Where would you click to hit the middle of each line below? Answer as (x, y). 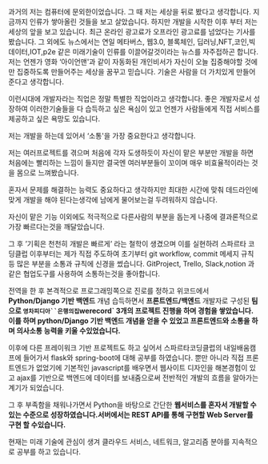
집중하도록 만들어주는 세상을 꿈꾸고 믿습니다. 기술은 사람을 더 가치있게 (125, 72)
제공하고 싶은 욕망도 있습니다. (54, 119)
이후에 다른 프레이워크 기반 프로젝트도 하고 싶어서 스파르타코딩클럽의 (115, 348)
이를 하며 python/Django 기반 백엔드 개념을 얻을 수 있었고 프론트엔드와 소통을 (129, 321)
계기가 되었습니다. (36, 388)
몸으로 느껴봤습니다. (48, 173)
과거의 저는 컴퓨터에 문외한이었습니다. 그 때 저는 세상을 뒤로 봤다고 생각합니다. (130, 12)
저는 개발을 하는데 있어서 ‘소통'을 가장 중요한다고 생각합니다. (102, 136)
